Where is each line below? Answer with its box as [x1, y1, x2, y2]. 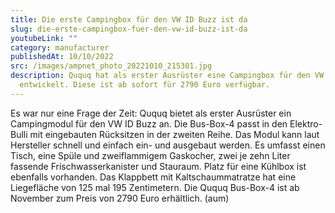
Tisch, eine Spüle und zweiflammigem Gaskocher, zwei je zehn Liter [10, 149, 291, 161]
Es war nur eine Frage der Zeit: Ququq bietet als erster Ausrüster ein [10, 107, 292, 119]
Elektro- [289, 117, 323, 130]
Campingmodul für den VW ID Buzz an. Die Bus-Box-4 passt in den [10, 117, 288, 130]
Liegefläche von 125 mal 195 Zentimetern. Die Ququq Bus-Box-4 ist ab [10, 181, 300, 193]
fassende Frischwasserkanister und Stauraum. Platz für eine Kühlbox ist [10, 160, 307, 172]
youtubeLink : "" [10, 33, 78, 43]
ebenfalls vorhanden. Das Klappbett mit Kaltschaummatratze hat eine [10, 171, 297, 183]
